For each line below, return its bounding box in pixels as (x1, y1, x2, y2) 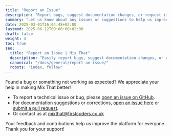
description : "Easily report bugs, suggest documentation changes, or (10, 55, 164, 61)
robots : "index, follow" (10, 65, 63, 70)
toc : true (5, 41, 27, 46)
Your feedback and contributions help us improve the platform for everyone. (5, 121, 166, 127)
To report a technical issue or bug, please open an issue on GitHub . (12, 94, 155, 101)
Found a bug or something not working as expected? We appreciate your (5, 79, 159, 85)
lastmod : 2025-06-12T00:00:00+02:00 (5, 27, 83, 32)
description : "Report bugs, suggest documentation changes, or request (5, 12, 161, 17)
